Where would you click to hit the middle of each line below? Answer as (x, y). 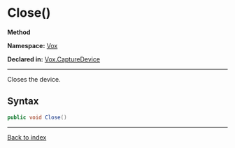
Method (19, 32)
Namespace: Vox (33, 45)
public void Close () (37, 117)
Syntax (23, 102)
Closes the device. (34, 79)
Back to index (27, 137)
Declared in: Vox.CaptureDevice (54, 59)
